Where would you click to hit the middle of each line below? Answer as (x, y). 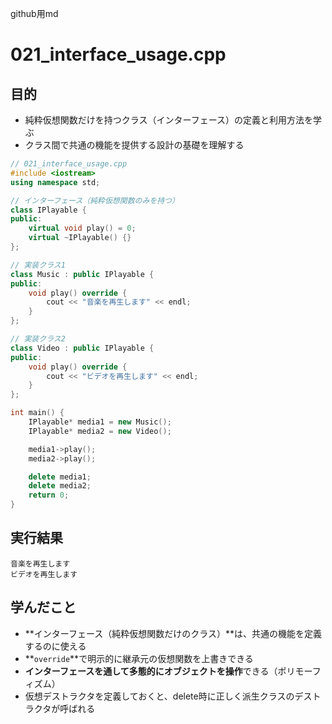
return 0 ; (49, 495)
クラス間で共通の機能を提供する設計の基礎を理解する (134, 145)
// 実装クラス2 (38, 339)
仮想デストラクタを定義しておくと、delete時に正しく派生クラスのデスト (173, 696)
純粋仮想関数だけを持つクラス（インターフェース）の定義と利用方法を (168, 120)
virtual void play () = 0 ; (82, 228)
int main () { (37, 413)
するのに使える (55, 646)
